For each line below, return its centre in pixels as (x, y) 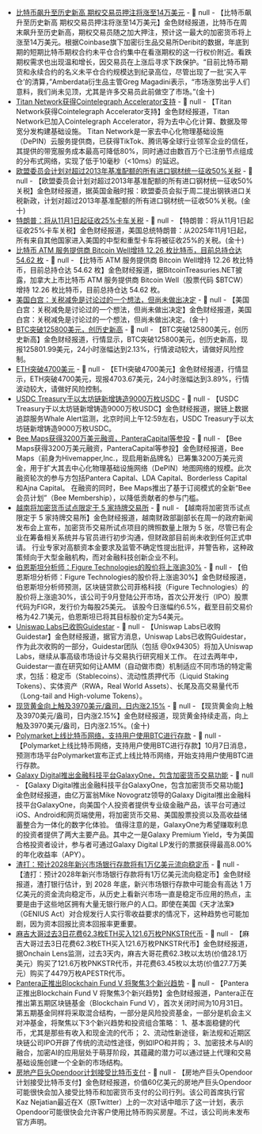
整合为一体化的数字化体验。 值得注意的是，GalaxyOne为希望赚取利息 (135, 825)
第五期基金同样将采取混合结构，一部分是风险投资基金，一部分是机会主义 (133, 1013)
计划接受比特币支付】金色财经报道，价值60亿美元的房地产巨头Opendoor (133, 1082)
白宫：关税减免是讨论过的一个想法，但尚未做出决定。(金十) (112, 319)
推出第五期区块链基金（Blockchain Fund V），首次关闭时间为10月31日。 (131, 1003)
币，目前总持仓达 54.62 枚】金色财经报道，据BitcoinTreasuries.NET (125, 270)
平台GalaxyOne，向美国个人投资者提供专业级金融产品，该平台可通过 (135, 805)
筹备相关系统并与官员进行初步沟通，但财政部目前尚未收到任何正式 (137, 537)
